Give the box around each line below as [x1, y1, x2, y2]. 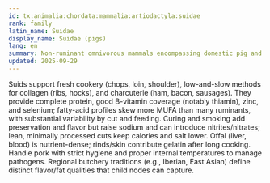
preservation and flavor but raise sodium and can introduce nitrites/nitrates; [8, 122, 260, 132]
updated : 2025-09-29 [8, 57, 78, 66]
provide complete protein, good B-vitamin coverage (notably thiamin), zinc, [8, 96, 259, 106]
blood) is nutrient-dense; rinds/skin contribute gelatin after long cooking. [8, 139, 251, 149]
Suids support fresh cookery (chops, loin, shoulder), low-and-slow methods [8, 79, 261, 89]
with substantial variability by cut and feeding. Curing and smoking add [8, 113, 246, 123]
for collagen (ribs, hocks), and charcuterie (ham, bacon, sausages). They [8, 87, 252, 97]
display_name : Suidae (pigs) [8, 34, 107, 43]
